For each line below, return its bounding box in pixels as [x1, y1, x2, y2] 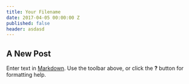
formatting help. [6, 71, 47, 79]
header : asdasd [6, 26, 45, 32]
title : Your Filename [6, 9, 61, 15]
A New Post [6, 48, 51, 58]
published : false [6, 20, 50, 26]
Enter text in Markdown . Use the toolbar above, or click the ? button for [6, 65, 184, 72]
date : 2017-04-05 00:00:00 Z [6, 15, 80, 21]
